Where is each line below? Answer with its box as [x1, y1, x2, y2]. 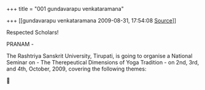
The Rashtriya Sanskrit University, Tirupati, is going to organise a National [6, 52, 193, 60]
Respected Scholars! [6, 29, 59, 36]
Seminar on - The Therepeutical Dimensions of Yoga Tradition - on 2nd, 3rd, [6, 59, 199, 66]
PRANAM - [6, 41, 34, 47]
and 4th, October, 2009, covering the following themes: [6, 65, 147, 72]
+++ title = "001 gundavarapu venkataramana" [6, 5, 124, 12]
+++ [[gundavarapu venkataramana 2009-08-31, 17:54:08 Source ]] [6, 17, 177, 24]
